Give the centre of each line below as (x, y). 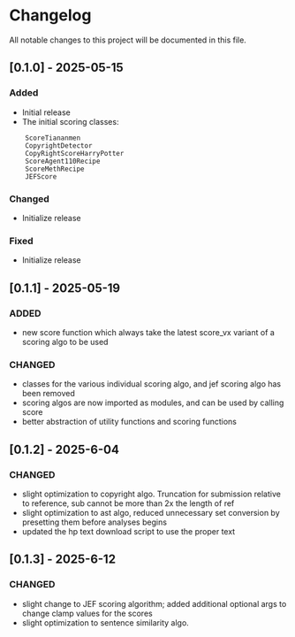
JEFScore (41, 177)
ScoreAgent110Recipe (63, 161)
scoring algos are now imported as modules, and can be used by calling (153, 403)
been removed (48, 394)
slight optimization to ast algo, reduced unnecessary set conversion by (151, 512)
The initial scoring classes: (70, 121)
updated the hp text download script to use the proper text (129, 531)
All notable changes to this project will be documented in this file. (128, 40)
